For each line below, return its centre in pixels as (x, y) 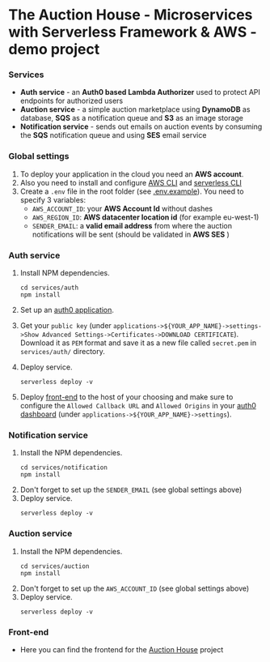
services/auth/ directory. (62, 352)
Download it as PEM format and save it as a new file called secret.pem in (138, 343)
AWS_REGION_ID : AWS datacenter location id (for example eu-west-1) (146, 217)
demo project (54, 49)
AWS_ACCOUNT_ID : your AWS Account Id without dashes (122, 208)
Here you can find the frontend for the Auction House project (122, 649)
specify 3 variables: (53, 199)
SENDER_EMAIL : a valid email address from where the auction (132, 225)
